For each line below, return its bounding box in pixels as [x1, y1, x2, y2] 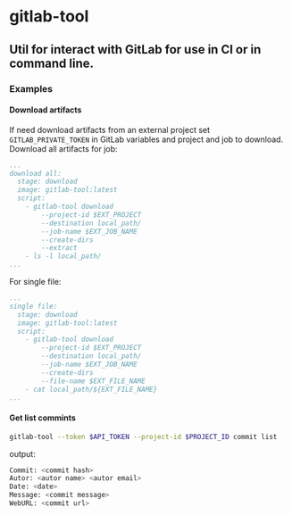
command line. [9, 55, 95, 71]
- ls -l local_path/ [25, 252, 102, 261]
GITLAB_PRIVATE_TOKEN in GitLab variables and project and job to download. [9, 134, 284, 145]
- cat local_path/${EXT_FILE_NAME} [25, 385, 158, 394]
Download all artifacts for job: [9, 143, 118, 154]
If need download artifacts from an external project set [9, 124, 211, 135]
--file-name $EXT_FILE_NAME [41, 377, 146, 386]
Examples [9, 82, 54, 95]
